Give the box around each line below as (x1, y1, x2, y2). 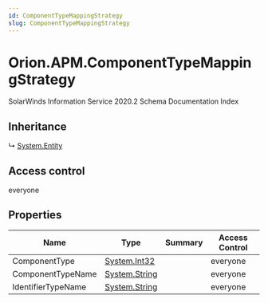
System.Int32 (104, 255, 156, 266)
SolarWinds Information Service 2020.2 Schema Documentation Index (8, 96, 239, 106)
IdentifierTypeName (12, 281, 87, 292)
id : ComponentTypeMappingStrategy (8, 11, 124, 20)
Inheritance (8, 120, 67, 133)
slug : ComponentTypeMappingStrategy (8, 19, 130, 27)
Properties (8, 208, 62, 222)
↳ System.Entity (8, 141, 63, 151)
